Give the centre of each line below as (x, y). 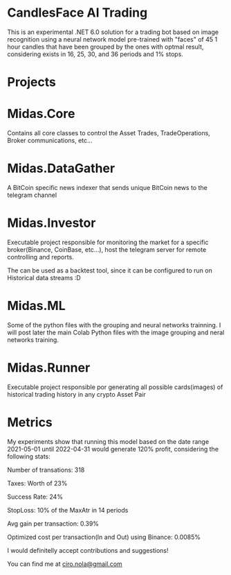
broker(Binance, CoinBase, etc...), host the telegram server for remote (107, 249)
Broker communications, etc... (50, 141)
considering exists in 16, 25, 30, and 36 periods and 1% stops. (95, 54)
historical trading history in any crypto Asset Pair (77, 394)
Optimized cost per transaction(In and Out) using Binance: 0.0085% (104, 537)
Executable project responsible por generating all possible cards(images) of (115, 387)
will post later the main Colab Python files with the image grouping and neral (116, 332)
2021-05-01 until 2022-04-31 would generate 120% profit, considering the (113, 449)
